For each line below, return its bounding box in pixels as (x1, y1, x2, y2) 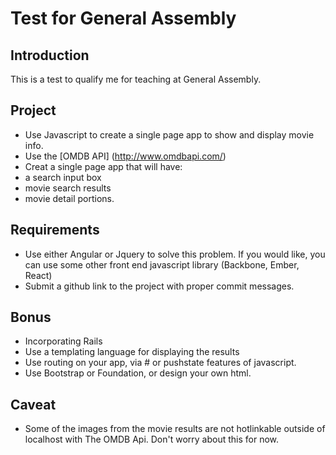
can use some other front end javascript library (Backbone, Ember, (24, 258, 300, 271)
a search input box (24, 171, 102, 183)
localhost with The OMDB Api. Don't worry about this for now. (24, 433, 280, 446)
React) (24, 269, 53, 281)
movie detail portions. (24, 192, 115, 204)
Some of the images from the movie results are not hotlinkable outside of (24, 423, 326, 435)
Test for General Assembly (10, 7, 237, 30)
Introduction (10, 47, 90, 64)
